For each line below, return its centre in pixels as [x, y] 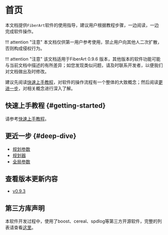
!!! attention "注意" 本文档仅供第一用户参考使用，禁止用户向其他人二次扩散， [83, 42]
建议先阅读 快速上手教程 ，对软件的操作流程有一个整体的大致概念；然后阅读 [82, 82]
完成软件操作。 [20, 31]
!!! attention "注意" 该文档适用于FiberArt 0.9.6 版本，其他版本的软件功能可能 [83, 59]
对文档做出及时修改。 [27, 71]
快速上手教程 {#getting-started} [55, 106]
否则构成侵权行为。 [25, 48]
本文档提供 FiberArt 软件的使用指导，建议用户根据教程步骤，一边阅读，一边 [82, 25]
